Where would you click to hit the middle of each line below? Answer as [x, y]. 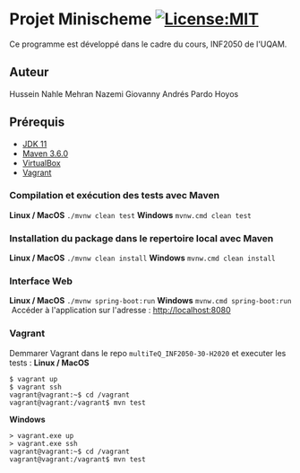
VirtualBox [41, 162]
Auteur [29, 72]
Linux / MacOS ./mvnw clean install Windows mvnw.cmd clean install [142, 258]
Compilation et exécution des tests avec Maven [115, 196]
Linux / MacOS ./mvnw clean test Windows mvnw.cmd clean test [131, 215]
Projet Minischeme [81, 19]
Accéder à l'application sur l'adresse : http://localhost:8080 [121, 311]
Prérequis [37, 123]
